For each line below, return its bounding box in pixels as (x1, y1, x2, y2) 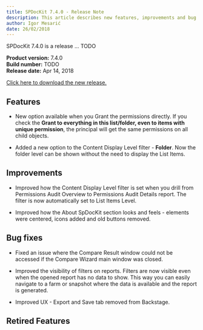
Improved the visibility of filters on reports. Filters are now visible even (15, 267, 191, 274)
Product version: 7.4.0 (6, 54, 63, 61)
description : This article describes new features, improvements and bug (6, 15, 197, 21)
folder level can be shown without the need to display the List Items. (15, 150, 185, 158)
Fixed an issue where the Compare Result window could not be (15, 249, 173, 256)
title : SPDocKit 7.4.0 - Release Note (6, 9, 104, 15)
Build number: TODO (6, 61, 59, 68)
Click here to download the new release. (6, 79, 107, 86)
